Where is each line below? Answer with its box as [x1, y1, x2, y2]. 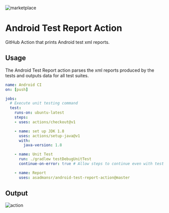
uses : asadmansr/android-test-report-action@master [18, 175, 130, 180]
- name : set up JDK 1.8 [14, 129, 65, 134]
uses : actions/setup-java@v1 [18, 133, 80, 138]
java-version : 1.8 [23, 143, 62, 148]
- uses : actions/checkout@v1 [14, 119, 76, 125]
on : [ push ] [5, 87, 28, 92]
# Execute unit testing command [10, 101, 78, 106]
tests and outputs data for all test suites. [5, 72, 89, 78]
